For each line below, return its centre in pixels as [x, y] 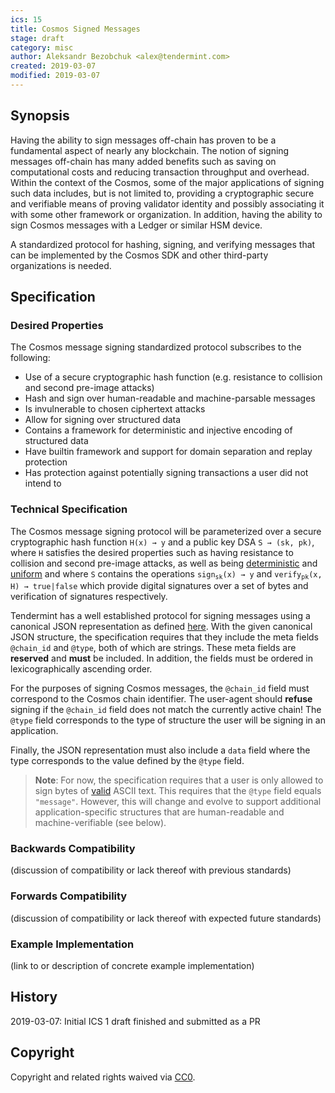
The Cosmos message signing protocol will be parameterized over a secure [166, 531]
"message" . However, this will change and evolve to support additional [178, 802]
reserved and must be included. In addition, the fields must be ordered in [162, 658]
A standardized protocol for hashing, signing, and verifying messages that [163, 244]
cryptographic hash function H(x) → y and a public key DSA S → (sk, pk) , [162, 542]
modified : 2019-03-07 [55, 76]
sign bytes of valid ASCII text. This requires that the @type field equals [178, 791]
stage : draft [37, 38]
